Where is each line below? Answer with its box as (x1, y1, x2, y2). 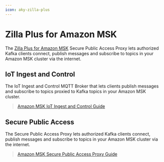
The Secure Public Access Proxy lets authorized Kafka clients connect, (5, 131, 151, 137)
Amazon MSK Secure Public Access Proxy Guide (17, 151, 118, 157)
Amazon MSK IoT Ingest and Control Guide (17, 103, 105, 109)
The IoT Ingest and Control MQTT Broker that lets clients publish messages (5, 83, 159, 89)
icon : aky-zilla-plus (5, 7, 50, 12)
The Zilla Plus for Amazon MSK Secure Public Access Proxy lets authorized (5, 45, 159, 51)
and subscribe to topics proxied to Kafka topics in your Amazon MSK (5, 88, 146, 94)
